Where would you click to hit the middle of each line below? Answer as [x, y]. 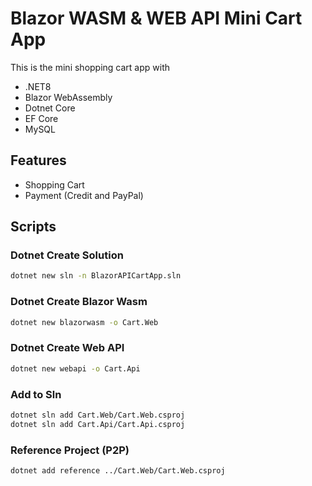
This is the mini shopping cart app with [90, 67]
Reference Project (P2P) [70, 450]
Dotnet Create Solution [67, 255]
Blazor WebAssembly [68, 97]
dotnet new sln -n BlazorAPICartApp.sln [96, 276]
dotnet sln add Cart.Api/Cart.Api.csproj [98, 424]
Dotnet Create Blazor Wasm [79, 302]
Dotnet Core [50, 108]
